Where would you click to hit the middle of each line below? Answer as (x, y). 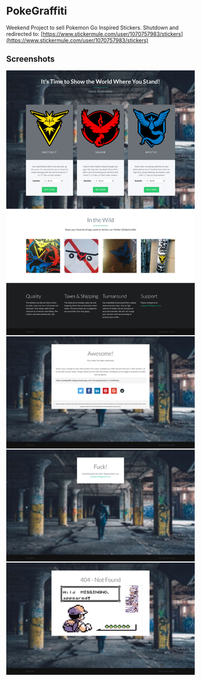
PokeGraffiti (37, 11)
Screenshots (31, 59)
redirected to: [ (25, 34)
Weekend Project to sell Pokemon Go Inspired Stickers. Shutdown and (92, 28)
